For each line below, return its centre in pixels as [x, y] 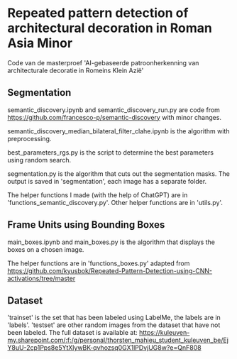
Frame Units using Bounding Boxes [86, 225]
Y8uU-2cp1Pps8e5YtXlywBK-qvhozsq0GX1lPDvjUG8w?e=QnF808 [104, 348]
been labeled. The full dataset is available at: [73, 333]
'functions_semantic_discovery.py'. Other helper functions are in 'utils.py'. [115, 202]
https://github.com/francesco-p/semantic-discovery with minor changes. [115, 117]
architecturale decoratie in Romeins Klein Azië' [76, 70]
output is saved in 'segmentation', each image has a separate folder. [107, 181]
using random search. [39, 160]
